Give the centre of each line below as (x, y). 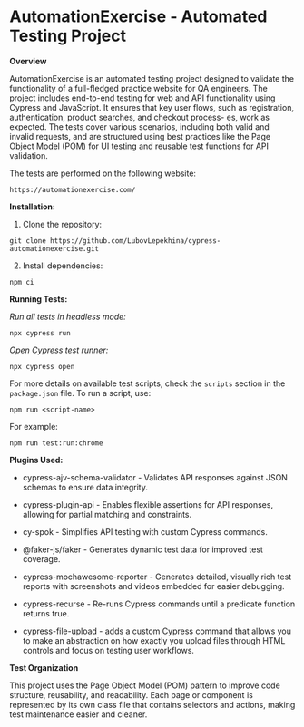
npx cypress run (40, 333)
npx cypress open (42, 366)
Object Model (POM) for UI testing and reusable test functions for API (139, 146)
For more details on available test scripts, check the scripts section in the (147, 383)
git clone (28, 241)
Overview (28, 61)
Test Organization (44, 667)
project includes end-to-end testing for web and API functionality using (142, 98)
